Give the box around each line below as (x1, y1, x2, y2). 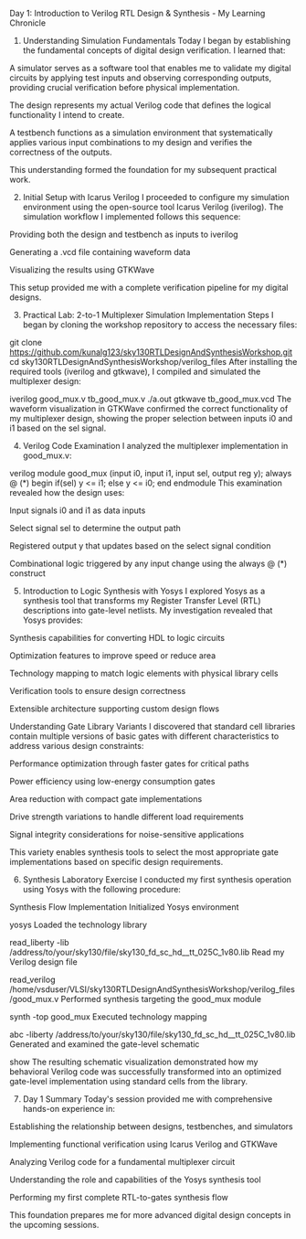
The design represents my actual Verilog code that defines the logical (9, 100, 271, 111)
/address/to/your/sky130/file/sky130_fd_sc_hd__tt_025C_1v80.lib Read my (9, 946, 285, 957)
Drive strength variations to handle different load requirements (9, 811, 244, 822)
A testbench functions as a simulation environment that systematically (9, 127, 273, 138)
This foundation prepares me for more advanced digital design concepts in (9, 1210, 291, 1220)
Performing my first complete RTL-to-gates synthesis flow (9, 1192, 228, 1202)
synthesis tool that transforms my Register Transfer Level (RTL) (22, 595, 262, 606)
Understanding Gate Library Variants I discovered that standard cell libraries (9, 721, 296, 732)
